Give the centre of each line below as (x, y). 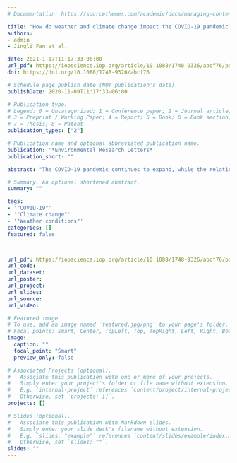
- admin (19, 40)
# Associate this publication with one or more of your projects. (110, 377)
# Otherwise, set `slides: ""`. (58, 443)
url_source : (25, 299)
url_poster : (25, 279)
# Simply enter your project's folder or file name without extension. (118, 383)
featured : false (31, 234)
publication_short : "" (41, 156)
